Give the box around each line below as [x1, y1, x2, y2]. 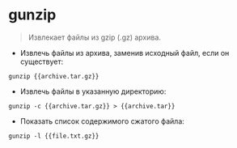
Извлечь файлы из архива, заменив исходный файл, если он [19, 48, 230, 57]
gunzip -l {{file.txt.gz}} [8, 132, 99, 140]
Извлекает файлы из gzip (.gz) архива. [28, 32, 162, 42]
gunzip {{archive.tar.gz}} [8, 72, 99, 80]
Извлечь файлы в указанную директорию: [19, 87, 167, 96]
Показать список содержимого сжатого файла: [19, 116, 184, 126]
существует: [19, 57, 64, 66]
